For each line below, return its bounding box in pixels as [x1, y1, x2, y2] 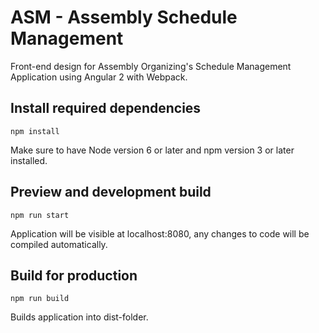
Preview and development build [10, 184, 212, 201]
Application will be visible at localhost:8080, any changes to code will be [10, 227, 310, 240]
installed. [10, 154, 48, 166]
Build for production [10, 267, 138, 284]
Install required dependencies [10, 100, 202, 117]
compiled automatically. [10, 238, 108, 250]
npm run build [10, 294, 70, 304]
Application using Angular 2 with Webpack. [10, 71, 188, 83]
